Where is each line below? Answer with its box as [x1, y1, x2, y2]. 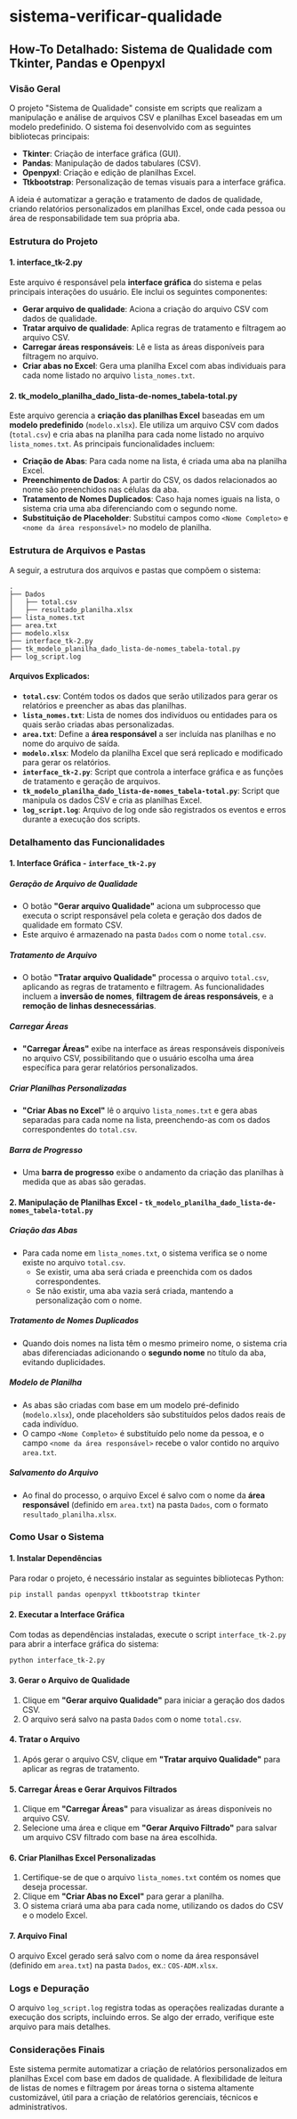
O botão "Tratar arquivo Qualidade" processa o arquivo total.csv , [21, 972, 269, 983]
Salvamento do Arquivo [9, 1468, 100, 1478]
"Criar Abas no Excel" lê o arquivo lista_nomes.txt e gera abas [21, 1105, 258, 1116]
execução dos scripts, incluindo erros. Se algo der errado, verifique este [9, 2011, 275, 2022]
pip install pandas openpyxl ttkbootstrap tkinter [9, 1590, 201, 1599]
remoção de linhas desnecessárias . [21, 1001, 157, 1011]
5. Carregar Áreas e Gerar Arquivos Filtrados [9, 1784, 178, 1795]
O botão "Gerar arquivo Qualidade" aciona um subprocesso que [21, 901, 261, 912]
